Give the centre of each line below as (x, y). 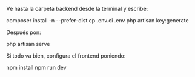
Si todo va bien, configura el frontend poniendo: (66, 56)
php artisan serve (28, 44)
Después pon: (24, 32)
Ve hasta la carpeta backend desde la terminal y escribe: (77, 9)
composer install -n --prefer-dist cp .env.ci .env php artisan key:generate (97, 20)
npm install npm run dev (36, 67)
